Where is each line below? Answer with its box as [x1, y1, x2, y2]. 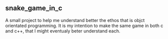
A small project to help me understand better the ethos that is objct [5, 17, 145, 23]
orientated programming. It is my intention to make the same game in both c [5, 22, 163, 28]
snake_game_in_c [5, 4, 62, 12]
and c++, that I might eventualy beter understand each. [5, 27, 120, 34]
